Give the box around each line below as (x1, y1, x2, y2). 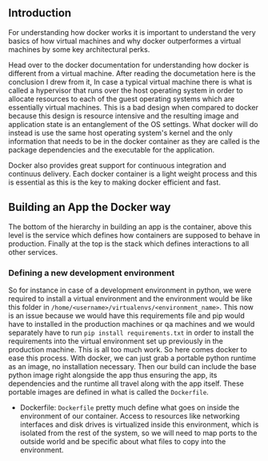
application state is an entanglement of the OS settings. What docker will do (8, 119, 258, 129)
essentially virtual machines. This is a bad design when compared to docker (8, 102, 258, 112)
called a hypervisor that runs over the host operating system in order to (8, 85, 243, 95)
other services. (8, 247, 58, 256)
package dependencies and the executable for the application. (8, 145, 214, 154)
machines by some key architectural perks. (8, 44, 150, 54)
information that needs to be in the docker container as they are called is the (8, 136, 260, 146)
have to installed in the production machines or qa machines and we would (8, 319, 255, 328)
